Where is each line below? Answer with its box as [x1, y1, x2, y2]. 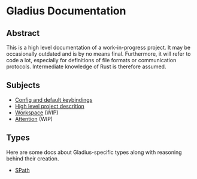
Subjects [6, 80, 40, 90]
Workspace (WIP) [14, 109, 59, 116]
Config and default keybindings [14, 96, 93, 103]
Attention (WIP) [14, 115, 53, 122]
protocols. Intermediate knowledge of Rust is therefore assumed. [6, 63, 166, 70]
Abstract [6, 28, 40, 38]
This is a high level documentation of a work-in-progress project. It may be [6, 44, 190, 51]
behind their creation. [6, 154, 59, 162]
